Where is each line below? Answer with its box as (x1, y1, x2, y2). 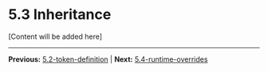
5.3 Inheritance (8, 6, 112, 24)
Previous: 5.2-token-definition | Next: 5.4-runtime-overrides (8, 54, 208, 64)
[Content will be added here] (8, 32, 102, 41)
